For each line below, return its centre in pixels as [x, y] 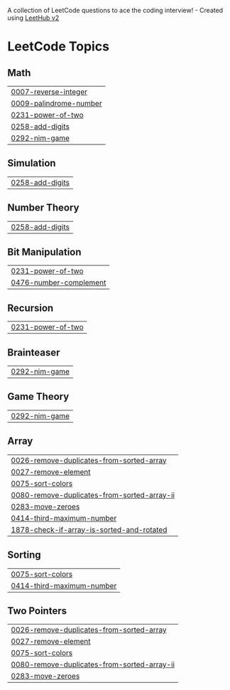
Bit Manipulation [44, 252]
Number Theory [43, 208]
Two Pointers [37, 611]
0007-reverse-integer [49, 92]
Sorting [24, 555]
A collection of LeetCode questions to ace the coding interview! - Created [115, 10]
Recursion [31, 308]
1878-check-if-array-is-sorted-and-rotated [89, 529]
